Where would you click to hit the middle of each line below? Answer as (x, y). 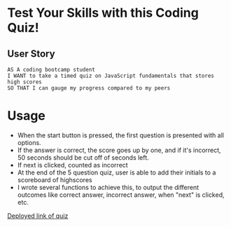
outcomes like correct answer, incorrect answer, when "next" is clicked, (121, 195)
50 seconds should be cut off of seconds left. (83, 157)
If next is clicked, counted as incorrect (72, 165)
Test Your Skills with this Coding (103, 13)
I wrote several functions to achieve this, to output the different (108, 187)
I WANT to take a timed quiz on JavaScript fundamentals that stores (111, 76)
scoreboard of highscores (55, 179)
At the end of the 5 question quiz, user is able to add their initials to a (117, 172)
